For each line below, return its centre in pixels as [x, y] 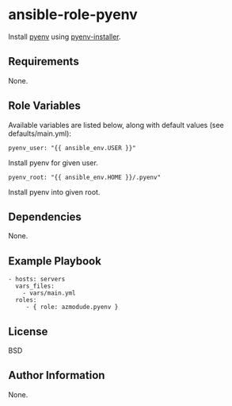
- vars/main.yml [49, 293]
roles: [26, 300]
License [28, 331]
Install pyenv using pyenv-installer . [65, 37]
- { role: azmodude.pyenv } [72, 307]
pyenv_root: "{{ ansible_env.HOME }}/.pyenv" [84, 177]
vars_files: [35, 286]
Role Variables [44, 106]
